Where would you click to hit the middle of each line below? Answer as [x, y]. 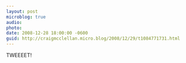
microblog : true [26, 17]
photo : [14, 28]
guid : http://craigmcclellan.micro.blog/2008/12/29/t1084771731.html [93, 38]
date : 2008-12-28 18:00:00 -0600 [47, 33]
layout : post [22, 11]
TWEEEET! [19, 55]
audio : [14, 22]
